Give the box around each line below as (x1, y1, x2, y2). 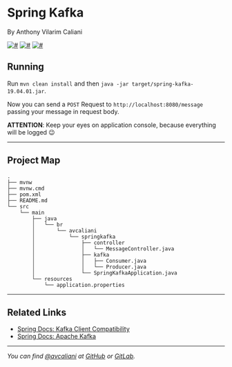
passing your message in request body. (7, 107, 119, 115)
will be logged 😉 (7, 128, 55, 136)
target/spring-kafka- (131, 81, 194, 88)
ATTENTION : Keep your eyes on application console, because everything (7, 121, 216, 129)
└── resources (32, 275, 72, 282)
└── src (7, 203, 30, 210)
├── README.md (7, 197, 48, 204)
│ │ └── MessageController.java (32, 245, 175, 252)
